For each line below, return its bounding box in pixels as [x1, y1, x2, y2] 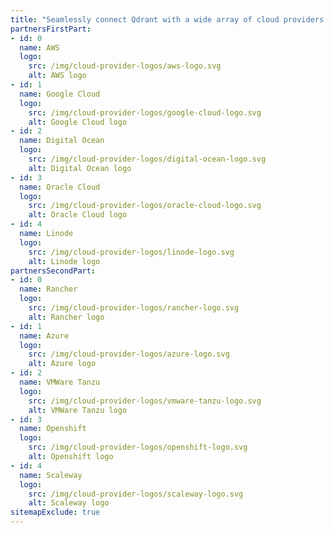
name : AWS [19, 42, 60, 53]
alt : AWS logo [28, 71, 87, 81]
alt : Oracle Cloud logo [28, 210, 128, 220]
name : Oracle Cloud [19, 182, 101, 192]
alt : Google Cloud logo [28, 117, 128, 127]
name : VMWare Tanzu [19, 377, 101, 387]
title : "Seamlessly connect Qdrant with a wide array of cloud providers [10, 14, 325, 25]
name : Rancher [19, 284, 78, 295]
